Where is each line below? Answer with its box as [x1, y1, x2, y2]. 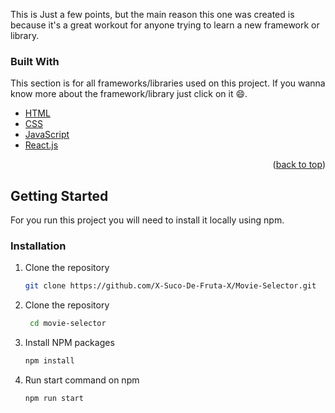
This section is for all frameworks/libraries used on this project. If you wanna [10, 77, 326, 89]
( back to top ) [272, 159, 326, 171]
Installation [10, 239, 67, 253]
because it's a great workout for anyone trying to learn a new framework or [10, 19, 320, 31]
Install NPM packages [24, 337, 115, 349]
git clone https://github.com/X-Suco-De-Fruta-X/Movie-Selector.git [24, 281, 317, 291]
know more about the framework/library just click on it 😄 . [10, 88, 248, 100]
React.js [24, 139, 59, 151]
